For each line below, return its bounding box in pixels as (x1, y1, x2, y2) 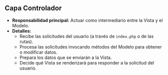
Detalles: (12, 27, 32, 34)
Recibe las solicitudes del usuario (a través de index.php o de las (19, 33, 154, 39)
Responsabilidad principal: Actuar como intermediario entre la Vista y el (12, 17, 163, 23)
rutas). (19, 38, 34, 44)
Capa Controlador (5, 4, 62, 12)
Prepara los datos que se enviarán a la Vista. (19, 54, 112, 60)
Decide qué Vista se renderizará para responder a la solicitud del (19, 59, 154, 65)
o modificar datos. (19, 49, 58, 55)
